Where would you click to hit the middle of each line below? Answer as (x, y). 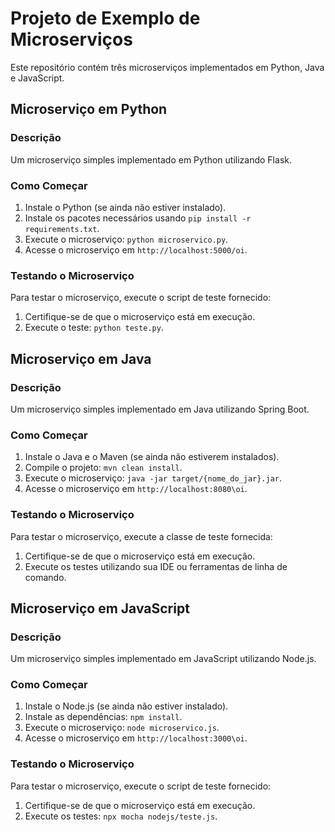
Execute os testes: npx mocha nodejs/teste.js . (121, 816)
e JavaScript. (37, 78)
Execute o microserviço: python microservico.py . (126, 239)
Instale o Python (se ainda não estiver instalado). (125, 207)
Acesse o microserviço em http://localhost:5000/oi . (136, 249)
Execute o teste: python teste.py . (94, 328)
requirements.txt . (62, 228)
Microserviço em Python (89, 109)
